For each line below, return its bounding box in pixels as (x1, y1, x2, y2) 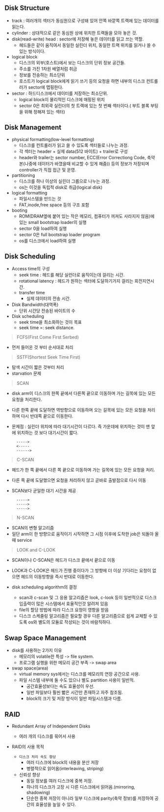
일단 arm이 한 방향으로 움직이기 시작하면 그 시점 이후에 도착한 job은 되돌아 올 (11, 531, 159, 537)
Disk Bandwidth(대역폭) (11, 302, 59, 308)
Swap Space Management (4, 634, 87, 642)
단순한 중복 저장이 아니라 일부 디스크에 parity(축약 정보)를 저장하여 (26, 795, 154, 801)
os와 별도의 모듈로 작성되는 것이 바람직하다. (28, 619, 112, 625)
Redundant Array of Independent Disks (11, 723, 91, 729)
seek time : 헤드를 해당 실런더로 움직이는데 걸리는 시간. (19, 272, 125, 278)
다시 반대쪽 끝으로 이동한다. (21, 413, 73, 419)
